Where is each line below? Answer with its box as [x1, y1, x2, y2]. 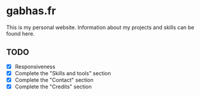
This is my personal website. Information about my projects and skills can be [6, 24, 195, 31]
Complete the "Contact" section [14, 76, 94, 84]
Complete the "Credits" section [14, 83, 92, 90]
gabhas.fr [6, 4, 56, 18]
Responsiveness [14, 63, 56, 70]
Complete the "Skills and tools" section [14, 69, 112, 76]
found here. [6, 30, 35, 37]
